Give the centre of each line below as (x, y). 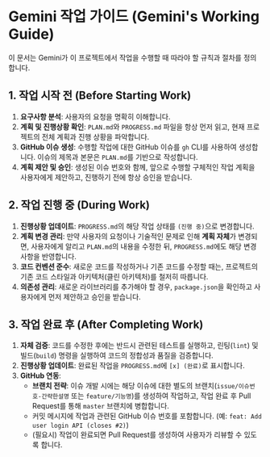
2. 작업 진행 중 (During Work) (79, 205)
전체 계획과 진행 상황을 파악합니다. (96, 136)
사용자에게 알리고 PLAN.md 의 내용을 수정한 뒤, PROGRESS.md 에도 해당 (136, 246)
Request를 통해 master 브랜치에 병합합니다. (100, 406)
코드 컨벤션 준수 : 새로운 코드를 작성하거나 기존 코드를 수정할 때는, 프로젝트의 (139, 266)
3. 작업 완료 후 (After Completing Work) (106, 324)
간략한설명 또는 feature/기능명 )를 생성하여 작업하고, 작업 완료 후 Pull (146, 396)
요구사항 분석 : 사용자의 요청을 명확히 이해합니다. (95, 116)
